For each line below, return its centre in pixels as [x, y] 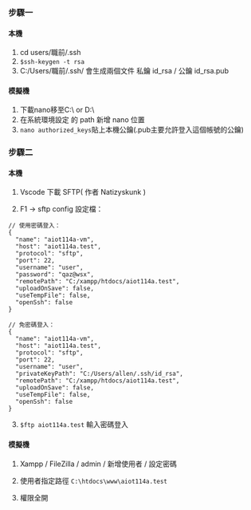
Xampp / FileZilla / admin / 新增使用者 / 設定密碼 [98, 464]
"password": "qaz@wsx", [55, 275]
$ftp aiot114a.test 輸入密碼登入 [74, 425]
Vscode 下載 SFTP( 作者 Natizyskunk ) [82, 192]
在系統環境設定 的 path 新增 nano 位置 [82, 120]
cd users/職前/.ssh [50, 53]
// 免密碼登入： [31, 325]
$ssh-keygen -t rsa [52, 62]
